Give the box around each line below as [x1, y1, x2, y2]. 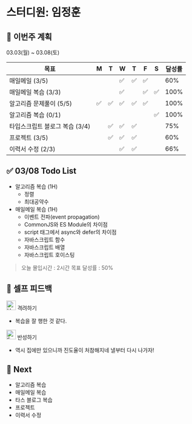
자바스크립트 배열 [24, 244, 65, 251]
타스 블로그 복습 [15, 396, 53, 404]
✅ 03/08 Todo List [6, 166, 77, 176]
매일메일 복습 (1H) [15, 205, 58, 213]
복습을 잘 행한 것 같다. [15, 317, 67, 324]
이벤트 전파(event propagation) [24, 213, 100, 221]
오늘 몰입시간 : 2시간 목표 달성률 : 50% [21, 264, 114, 271]
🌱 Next [6, 364, 32, 375]
